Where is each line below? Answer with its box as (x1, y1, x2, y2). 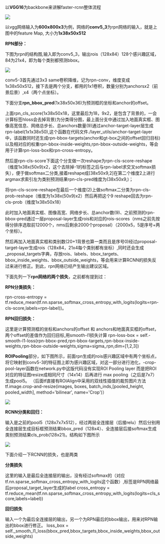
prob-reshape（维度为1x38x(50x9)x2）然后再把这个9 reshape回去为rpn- (5, 193, 153, 199)
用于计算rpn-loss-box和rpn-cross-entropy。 (5, 147, 96, 153)
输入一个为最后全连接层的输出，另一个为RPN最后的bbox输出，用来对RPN (5, 516, 154, 522)
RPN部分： (5, 41, 27, 46)
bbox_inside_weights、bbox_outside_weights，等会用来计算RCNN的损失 (5, 257, 152, 263)
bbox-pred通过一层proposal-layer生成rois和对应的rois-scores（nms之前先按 (5, 216, 160, 221)
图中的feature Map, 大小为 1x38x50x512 (5, 30, 86, 36)
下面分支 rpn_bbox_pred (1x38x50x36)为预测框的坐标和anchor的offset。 (5, 100, 151, 106)
